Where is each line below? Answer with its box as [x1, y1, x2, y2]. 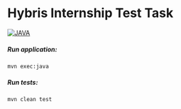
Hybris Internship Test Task [7, 5, 174, 21]
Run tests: [7, 78, 38, 86]
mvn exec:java [7, 63, 50, 70]
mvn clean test [7, 95, 53, 103]
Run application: [7, 45, 58, 53]
